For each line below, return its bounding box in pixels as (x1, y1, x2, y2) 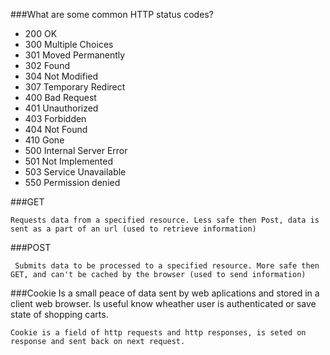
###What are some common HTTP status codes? (10, 9, 214, 20)
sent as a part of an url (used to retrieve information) (10, 224, 257, 234)
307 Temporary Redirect (24, 81, 126, 93)
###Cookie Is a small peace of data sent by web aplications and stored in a (10, 287, 320, 299)
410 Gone (24, 134, 65, 146)
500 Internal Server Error (24, 145, 128, 156)
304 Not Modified (24, 70, 99, 82)
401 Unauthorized (24, 102, 99, 114)
